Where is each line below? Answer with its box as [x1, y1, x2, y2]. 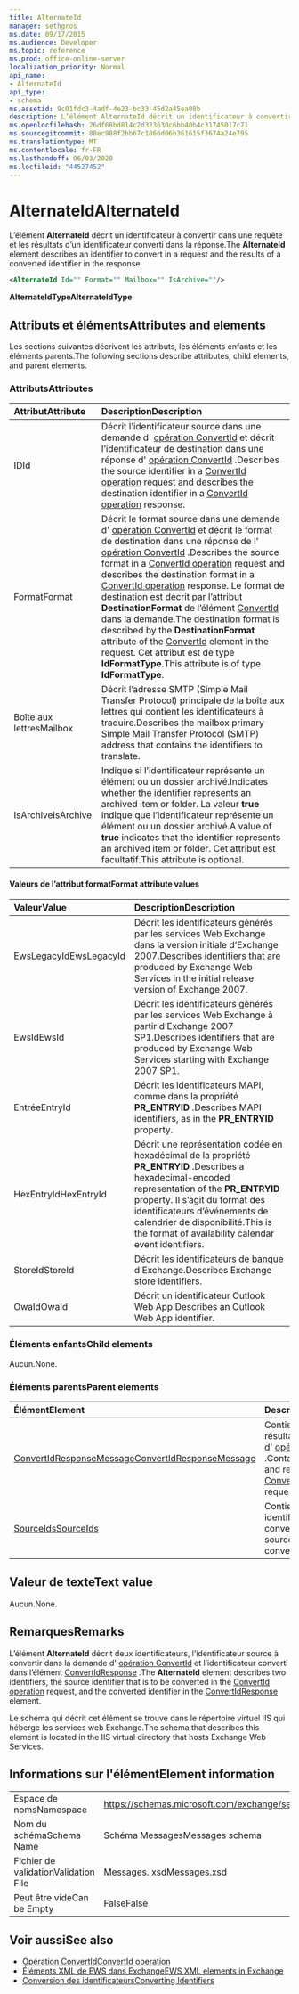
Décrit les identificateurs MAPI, [133, 1079, 264, 1091]
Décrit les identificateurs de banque [133, 1253, 284, 1265]
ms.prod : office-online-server [9, 54, 125, 63]
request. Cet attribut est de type [101, 647, 235, 659]
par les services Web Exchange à [133, 1009, 273, 1021]
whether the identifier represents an [101, 787, 252, 799]
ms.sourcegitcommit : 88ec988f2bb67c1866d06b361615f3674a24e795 [9, 129, 249, 138]
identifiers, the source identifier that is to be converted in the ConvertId [9, 1676, 270, 1687]
